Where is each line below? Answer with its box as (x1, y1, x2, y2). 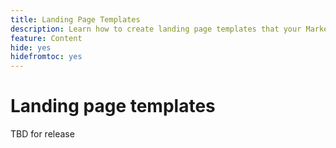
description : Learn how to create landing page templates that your (10, 24, 302, 34)
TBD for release (10, 128, 75, 140)
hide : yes (10, 42, 52, 53)
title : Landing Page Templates (10, 14, 141, 25)
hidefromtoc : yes (10, 52, 83, 62)
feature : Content (10, 33, 83, 43)
